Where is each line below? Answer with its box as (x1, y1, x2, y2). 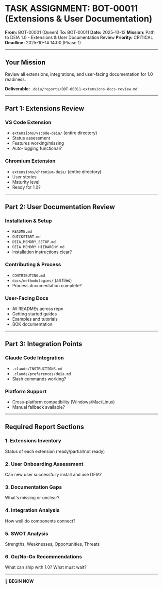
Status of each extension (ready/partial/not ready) (5, 448, 105, 454)
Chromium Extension (5, 157, 56, 164)
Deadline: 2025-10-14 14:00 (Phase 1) (5, 39, 81, 45)
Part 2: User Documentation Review (5, 203, 115, 211)
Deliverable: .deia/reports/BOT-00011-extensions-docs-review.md (5, 86, 138, 91)
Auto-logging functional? (12, 145, 62, 151)
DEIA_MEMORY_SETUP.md (12, 240, 56, 244)
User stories (12, 173, 37, 180)
